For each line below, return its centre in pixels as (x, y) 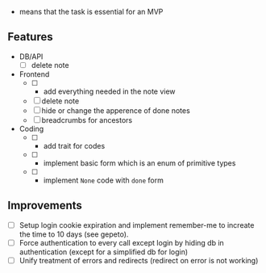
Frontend (34, 74)
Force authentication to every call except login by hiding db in (122, 242)
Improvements (45, 206)
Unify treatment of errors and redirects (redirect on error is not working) (139, 260)
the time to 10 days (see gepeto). (74, 234)
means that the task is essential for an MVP (91, 12)
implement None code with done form (104, 180)
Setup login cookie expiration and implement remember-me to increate (137, 225)
